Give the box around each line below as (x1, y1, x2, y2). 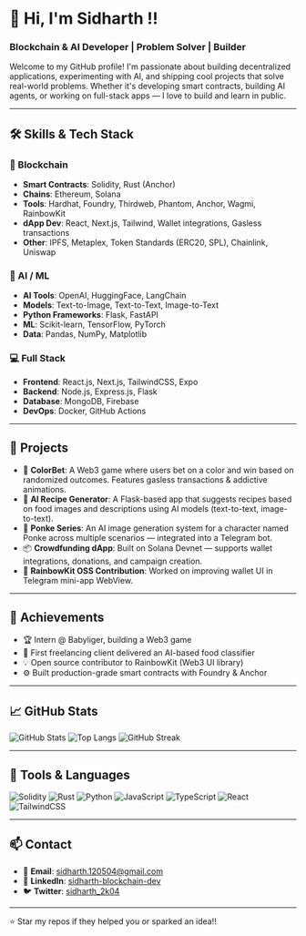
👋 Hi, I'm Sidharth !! (9, 8, 158, 29)
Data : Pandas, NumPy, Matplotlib (22, 329, 148, 340)
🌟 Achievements (9, 609, 105, 625)
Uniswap (22, 247, 56, 258)
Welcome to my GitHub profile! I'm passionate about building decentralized (9, 61, 291, 72)
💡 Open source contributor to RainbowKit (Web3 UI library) (22, 657, 244, 668)
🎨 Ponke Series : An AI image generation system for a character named (22, 523, 290, 534)
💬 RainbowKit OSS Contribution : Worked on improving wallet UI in (22, 565, 273, 576)
